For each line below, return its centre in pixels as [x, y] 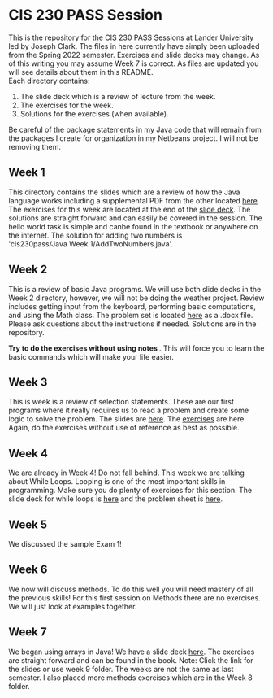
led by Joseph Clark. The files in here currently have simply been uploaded [134, 46]
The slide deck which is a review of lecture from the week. [118, 96]
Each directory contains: [50, 81]
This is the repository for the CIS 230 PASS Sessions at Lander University [131, 37]
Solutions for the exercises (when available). [94, 113]
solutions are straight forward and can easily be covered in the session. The [135, 218]
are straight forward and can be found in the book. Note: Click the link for [131, 660]
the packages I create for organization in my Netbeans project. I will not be [133, 138]
